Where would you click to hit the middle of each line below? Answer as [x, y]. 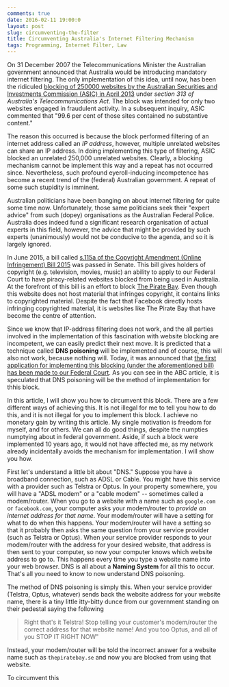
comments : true [29, 13]
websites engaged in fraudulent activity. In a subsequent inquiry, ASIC [106, 108]
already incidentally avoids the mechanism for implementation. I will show [111, 451]
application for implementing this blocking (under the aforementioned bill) [111, 365]
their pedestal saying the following [56, 609]
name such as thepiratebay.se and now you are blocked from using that [109, 657]
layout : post [26, 26]
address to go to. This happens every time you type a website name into [109, 559]
